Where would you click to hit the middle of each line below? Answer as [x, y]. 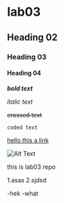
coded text [22, 128]
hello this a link [28, 140]
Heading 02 [32, 37]
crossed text [25, 115]
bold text [20, 88]
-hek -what [23, 193]
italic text [20, 101]
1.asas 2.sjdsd [27, 180]
